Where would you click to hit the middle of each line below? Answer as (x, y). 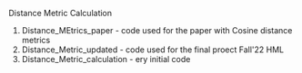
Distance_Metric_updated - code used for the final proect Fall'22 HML (153, 50)
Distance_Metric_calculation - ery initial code (106, 59)
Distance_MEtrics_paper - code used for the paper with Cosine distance (157, 30)
